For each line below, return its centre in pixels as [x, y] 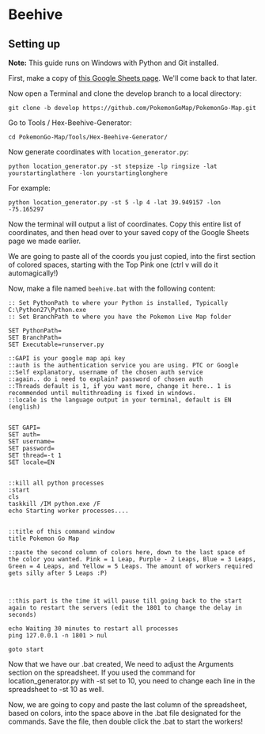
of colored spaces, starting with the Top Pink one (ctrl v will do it [114, 264]
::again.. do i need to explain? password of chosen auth [106, 379]
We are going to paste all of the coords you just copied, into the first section [132, 256]
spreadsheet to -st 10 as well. [56, 689]
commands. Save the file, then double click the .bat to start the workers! [126, 721]
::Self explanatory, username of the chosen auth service [106, 372]
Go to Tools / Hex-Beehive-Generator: [70, 123]
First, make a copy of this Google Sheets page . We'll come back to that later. [133, 78]
